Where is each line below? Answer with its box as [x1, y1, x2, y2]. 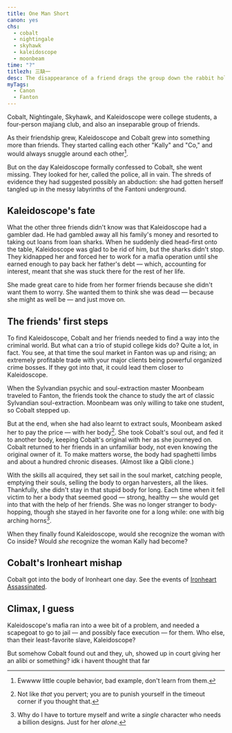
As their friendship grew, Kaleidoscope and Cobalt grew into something [7, 134, 211, 142]
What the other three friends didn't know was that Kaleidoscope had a [7, 223, 207, 232]
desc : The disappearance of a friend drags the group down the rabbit [7, 74, 215, 82]
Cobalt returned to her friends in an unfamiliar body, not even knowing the [7, 442, 218, 451]
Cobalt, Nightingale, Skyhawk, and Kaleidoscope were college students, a [7, 113, 217, 121]
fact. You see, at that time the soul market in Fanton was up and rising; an [7, 349, 216, 357]
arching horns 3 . [7, 515, 52, 525]
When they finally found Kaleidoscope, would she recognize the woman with [7, 530, 225, 538]
